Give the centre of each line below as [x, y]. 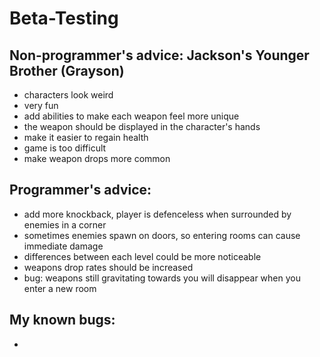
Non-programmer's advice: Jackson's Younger [159, 55]
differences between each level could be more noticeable [142, 256]
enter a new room [60, 288]
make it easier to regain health [86, 137]
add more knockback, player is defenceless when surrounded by [157, 214]
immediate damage [63, 246]
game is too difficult [65, 148]
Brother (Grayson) [67, 70]
